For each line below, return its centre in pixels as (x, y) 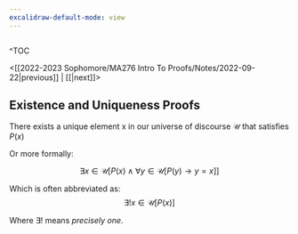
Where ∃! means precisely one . (66, 221)
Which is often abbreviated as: (65, 189)
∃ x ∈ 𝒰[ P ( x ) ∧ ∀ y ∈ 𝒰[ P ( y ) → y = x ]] (149, 171)
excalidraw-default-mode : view (67, 17)
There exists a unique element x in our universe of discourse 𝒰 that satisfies (149, 126)
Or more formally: (41, 154)
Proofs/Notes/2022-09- (212, 68)
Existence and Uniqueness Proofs (105, 105)
